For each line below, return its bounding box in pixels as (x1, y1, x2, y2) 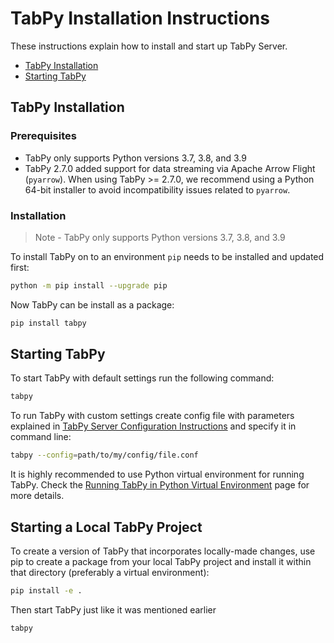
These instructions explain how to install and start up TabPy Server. (10, 40, 288, 52)
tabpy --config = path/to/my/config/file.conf (10, 450, 199, 461)
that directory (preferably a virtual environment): (10, 567, 210, 579)
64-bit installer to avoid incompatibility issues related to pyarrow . (24, 183, 291, 196)
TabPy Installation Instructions (10, 7, 270, 30)
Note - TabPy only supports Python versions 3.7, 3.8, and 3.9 (34, 231, 286, 243)
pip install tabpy (10, 318, 87, 328)
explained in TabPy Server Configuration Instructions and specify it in (10, 420, 297, 432)
